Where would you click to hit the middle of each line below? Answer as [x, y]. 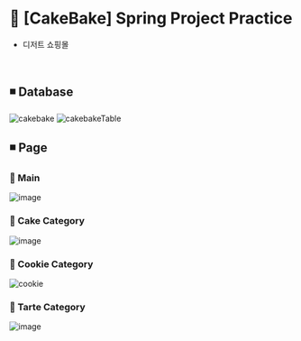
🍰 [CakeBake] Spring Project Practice [151, 18]
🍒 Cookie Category [51, 263]
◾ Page [28, 148]
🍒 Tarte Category [47, 307]
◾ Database [41, 92]
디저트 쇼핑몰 [46, 44]
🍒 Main [25, 178]
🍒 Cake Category [47, 221]
